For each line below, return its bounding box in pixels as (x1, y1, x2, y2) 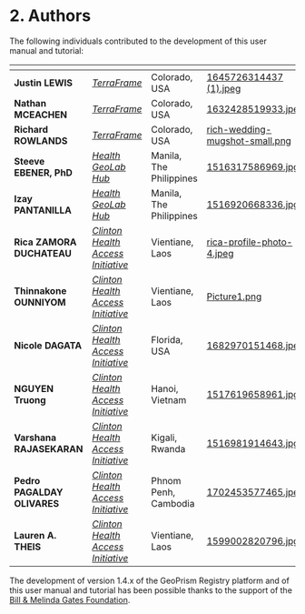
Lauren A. (14, 528, 57, 541)
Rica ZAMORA (14, 236, 77, 248)
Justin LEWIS (14, 76, 74, 89)
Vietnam (151, 393, 187, 406)
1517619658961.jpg (206, 388, 300, 400)
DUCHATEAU (14, 247, 73, 259)
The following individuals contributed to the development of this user (9, 35, 268, 46)
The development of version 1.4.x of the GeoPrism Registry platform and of (9, 575, 290, 586)
